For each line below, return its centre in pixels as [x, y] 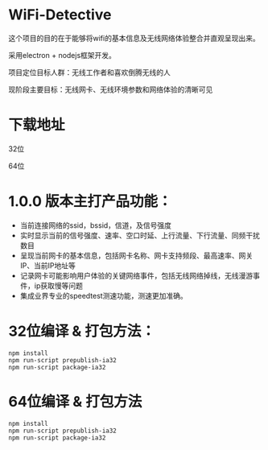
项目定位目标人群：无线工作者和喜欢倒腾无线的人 [89, 72]
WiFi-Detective [60, 15]
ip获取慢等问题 [58, 285]
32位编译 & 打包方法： [82, 331]
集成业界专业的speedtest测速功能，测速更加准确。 [103, 295]
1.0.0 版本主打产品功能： [90, 202]
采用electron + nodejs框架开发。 [62, 55]
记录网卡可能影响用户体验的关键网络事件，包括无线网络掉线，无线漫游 [136, 275]
